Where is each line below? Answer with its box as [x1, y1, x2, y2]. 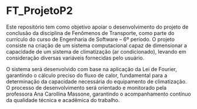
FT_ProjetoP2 [6, 4, 74, 17]
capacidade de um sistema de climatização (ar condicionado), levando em [6, 48, 186, 55]
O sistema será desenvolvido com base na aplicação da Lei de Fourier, [6, 65, 178, 72]
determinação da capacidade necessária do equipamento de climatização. [6, 78, 187, 85]
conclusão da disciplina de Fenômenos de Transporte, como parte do [6, 29, 175, 36]
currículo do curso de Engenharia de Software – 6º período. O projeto [6, 36, 175, 43]
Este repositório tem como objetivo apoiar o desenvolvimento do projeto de [6, 23, 189, 30]
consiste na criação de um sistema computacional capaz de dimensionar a [6, 42, 187, 49]
